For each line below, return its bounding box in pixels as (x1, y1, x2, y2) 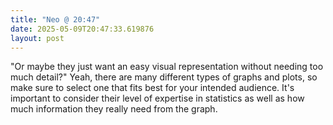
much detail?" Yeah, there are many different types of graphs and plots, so (10, 71, 318, 83)
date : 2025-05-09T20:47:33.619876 (10, 24, 155, 34)
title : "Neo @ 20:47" (10, 14, 101, 25)
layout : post (10, 33, 65, 43)
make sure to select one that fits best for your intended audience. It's (10, 82, 295, 94)
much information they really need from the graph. (10, 103, 218, 115)
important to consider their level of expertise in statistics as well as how (10, 92, 305, 105)
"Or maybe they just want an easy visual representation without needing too (10, 61, 324, 73)
